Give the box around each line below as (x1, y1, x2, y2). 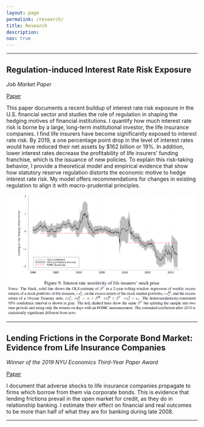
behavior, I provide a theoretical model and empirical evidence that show (6, 162, 188, 170)
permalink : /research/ (6, 16, 64, 23)
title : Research (6, 23, 47, 29)
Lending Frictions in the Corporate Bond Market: (6, 333, 193, 343)
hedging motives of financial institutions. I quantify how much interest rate (6, 117, 192, 124)
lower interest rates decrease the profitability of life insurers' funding (6, 149, 178, 156)
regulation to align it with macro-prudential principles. (6, 181, 141, 189)
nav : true (6, 35, 32, 42)
